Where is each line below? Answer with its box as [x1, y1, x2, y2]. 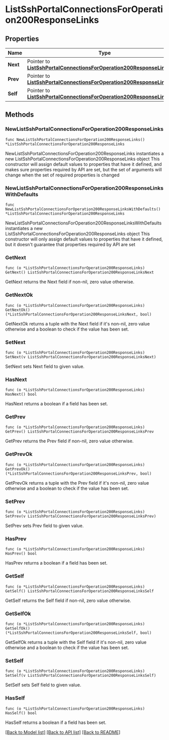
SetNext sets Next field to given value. [5, 363, 84, 369]
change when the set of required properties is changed [5, 172, 120, 178]
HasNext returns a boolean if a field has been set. [5, 401, 108, 407]
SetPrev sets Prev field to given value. [5, 523, 84, 529]
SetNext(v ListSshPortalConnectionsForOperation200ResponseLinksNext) [5, 354, 156, 359]
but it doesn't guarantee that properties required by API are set [5, 241, 136, 247]
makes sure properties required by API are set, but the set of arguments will [5, 166, 162, 172]
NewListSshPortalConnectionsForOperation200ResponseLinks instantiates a [5, 150, 164, 156]
